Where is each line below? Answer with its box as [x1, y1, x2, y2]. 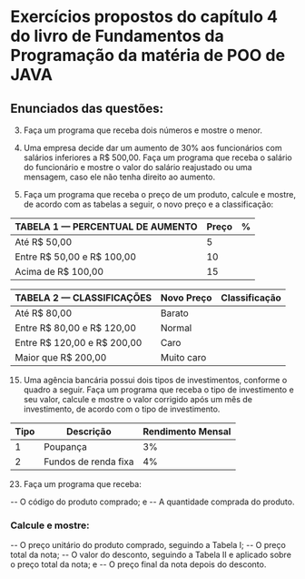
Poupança [43, 441, 87, 452]
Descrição [65, 425, 112, 438]
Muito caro [160, 351, 207, 363]
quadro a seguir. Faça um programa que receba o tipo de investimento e [23, 384, 294, 395]
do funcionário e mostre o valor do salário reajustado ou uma [23, 162, 252, 172]
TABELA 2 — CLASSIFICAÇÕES [15, 291, 152, 304]
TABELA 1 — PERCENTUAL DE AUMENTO [15, 220, 198, 233]
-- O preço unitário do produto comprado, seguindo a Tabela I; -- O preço [10, 540, 287, 551]
